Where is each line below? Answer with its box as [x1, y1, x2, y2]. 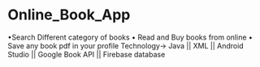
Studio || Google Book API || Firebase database [7, 49, 166, 59]
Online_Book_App [7, 6, 131, 24]
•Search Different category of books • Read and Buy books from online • [7, 32, 253, 42]
